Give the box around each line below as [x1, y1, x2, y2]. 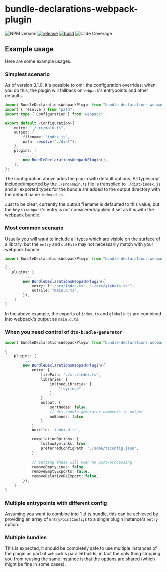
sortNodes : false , [49, 405, 88, 410]
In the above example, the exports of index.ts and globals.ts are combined [5, 311, 162, 317]
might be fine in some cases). [5, 561, 66, 567]
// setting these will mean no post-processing [31, 460, 133, 465]
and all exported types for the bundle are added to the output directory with [5, 186, 160, 192]
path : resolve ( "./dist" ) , [23, 139, 77, 144]
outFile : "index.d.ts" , [31, 428, 81, 433]
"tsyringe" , [58, 386, 83, 391]
